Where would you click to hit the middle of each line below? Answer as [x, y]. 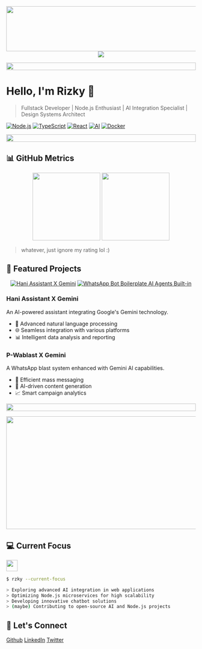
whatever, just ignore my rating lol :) [65, 250]
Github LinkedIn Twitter [35, 640]
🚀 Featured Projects [44, 269]
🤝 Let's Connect [37, 625]
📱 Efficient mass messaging [49, 380]
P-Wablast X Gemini [36, 355]
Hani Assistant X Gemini [42, 299]
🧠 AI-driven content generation [53, 386]
